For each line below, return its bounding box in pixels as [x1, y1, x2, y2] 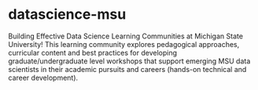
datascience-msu [8, 5, 127, 23]
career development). [8, 73, 79, 82]
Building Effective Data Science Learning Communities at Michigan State [8, 31, 244, 41]
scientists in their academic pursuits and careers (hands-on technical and [8, 64, 247, 74]
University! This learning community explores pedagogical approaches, [8, 39, 240, 49]
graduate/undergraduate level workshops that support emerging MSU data [8, 56, 251, 66]
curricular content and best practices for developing [8, 48, 177, 57]
